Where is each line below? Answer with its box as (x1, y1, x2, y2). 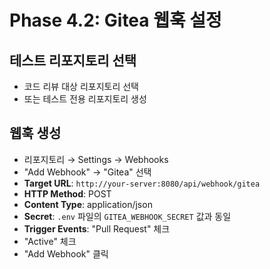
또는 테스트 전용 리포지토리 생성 (23, 93, 147, 105)
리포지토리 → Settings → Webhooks (23, 153, 169, 165)
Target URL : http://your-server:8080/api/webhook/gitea (23, 177, 261, 189)
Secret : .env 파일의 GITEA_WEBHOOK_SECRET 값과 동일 (23, 210, 232, 222)
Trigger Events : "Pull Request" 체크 (23, 222, 171, 235)
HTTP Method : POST (23, 187, 112, 200)
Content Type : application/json (23, 198, 153, 210)
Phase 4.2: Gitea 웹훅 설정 (9, 9, 222, 32)
